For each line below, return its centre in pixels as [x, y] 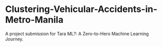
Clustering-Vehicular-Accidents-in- [81, 9]
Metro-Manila [34, 20]
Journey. [14, 39]
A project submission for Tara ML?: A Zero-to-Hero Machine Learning [77, 33]
